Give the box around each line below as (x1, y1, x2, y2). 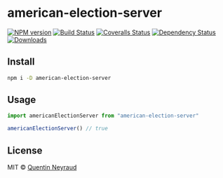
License (7, 144, 43, 156)
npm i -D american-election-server (7, 74, 111, 81)
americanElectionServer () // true (7, 125, 109, 132)
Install (7, 56, 35, 68)
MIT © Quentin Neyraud (7, 163, 77, 171)
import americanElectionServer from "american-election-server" (7, 112, 199, 120)
